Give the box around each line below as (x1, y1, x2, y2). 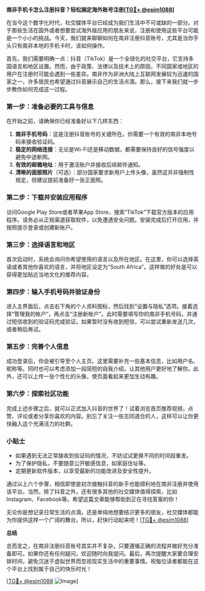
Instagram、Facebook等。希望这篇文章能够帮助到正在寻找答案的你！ (6, 495, 179, 503)
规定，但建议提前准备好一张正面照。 (15, 176, 107, 184)
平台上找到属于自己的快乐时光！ (11, 565, 92, 573)
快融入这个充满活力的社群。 (6, 420, 76, 427)
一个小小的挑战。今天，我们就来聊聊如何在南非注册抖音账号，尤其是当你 (11, 34, 193, 42)
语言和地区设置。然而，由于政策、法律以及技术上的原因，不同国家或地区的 (11, 62, 199, 70)
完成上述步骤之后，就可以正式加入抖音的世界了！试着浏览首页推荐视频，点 (6, 404, 193, 412)
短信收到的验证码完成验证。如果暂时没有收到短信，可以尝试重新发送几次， (11, 318, 199, 325)
